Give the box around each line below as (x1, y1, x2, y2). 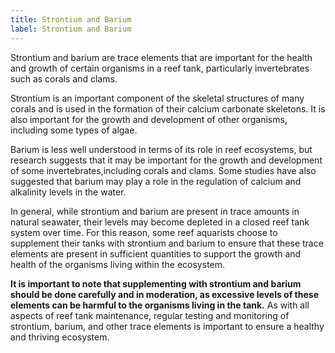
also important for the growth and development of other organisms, (10, 113, 288, 125)
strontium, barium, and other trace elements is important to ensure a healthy (10, 320, 325, 332)
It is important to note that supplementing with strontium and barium (10, 277, 302, 290)
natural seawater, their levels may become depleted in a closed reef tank (10, 216, 310, 228)
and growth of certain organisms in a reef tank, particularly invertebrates (10, 62, 310, 74)
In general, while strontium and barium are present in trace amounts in (10, 205, 300, 217)
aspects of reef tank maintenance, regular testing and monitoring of (10, 309, 290, 321)
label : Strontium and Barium (10, 24, 132, 34)
